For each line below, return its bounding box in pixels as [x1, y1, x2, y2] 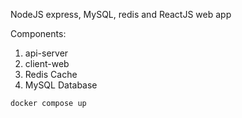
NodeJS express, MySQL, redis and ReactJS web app [10, 9, 232, 20]
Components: [10, 28, 67, 39]
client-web [24, 58, 70, 69]
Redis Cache [24, 69, 78, 80]
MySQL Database [24, 79, 98, 91]
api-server [24, 47, 69, 59]
